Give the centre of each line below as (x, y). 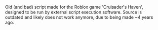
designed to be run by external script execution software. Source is (74, 12)
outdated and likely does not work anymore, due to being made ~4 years (79, 17)
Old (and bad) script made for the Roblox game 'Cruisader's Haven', (74, 7)
